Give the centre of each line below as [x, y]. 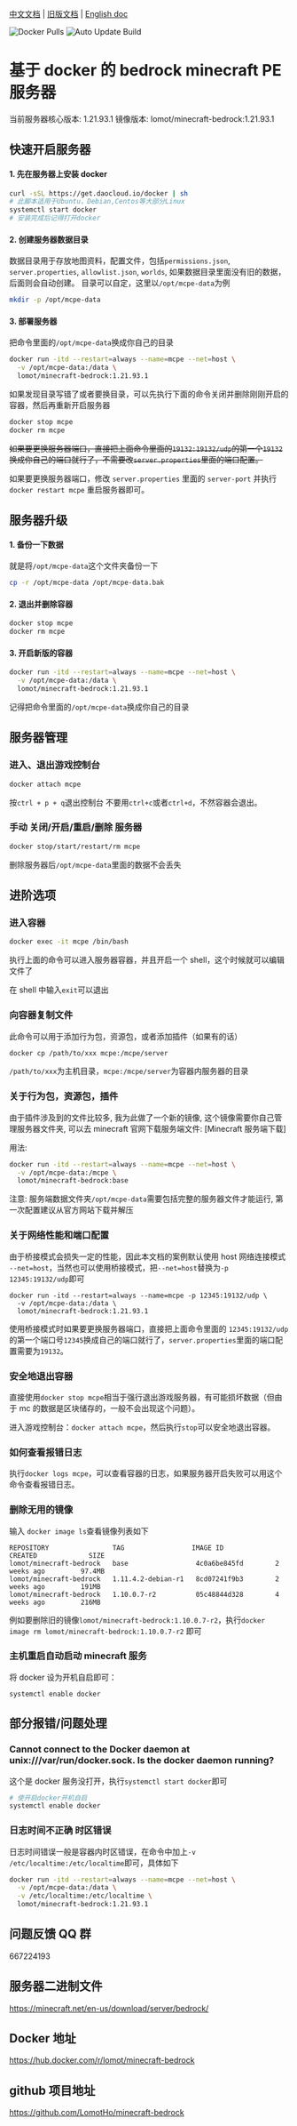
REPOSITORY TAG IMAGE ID [117, 1548]
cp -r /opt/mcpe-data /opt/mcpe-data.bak [87, 583]
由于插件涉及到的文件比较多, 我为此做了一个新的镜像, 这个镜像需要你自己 [142, 1117]
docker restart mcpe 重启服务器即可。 [79, 489]
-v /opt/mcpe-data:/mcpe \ [67, 1173]
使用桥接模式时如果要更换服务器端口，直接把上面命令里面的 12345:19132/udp [149, 1328]
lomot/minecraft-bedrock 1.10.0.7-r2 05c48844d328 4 [144, 1594]
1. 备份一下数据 [36, 544]
